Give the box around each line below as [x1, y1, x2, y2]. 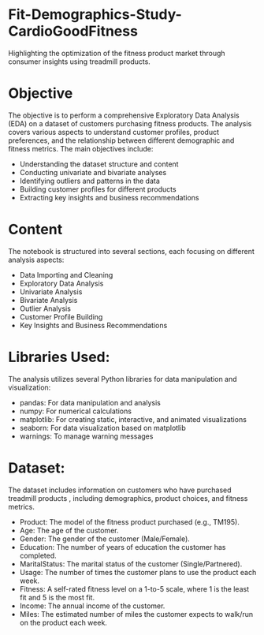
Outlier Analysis [19, 304, 71, 313]
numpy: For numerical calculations [19, 406, 132, 416]
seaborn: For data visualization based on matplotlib [19, 423, 187, 432]
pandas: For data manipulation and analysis [19, 398, 162, 407]
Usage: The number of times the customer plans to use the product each [19, 567, 257, 577]
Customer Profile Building [19, 312, 103, 321]
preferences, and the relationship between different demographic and [8, 136, 235, 145]
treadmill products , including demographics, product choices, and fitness [8, 493, 248, 502]
